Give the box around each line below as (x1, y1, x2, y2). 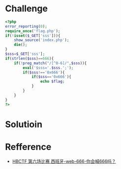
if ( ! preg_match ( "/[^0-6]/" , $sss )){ (14, 60, 87, 66)
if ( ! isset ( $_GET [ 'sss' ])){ (5, 33, 60, 38)
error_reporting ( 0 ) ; (5, 24, 48, 29)
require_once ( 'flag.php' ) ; (5, 28, 60, 34)
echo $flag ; (40, 79, 65, 84)
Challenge (5, 3, 48, 14)
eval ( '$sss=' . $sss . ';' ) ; (23, 65, 74, 70)
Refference (5, 141, 52, 152)
